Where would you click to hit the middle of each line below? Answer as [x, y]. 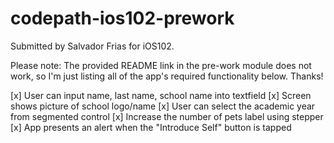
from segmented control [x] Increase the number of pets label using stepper [167, 116]
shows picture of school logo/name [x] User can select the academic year [163, 106]
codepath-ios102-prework [122, 18]
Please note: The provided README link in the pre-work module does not [161, 65]
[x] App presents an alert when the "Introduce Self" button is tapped [151, 127]
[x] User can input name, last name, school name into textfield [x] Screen [161, 95]
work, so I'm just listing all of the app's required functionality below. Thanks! [167, 76]
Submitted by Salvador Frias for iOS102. [92, 46]
